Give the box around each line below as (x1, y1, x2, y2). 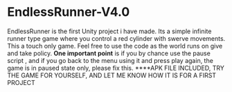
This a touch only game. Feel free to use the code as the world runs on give (7, 42, 223, 50)
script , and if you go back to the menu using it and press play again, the (7, 56, 213, 64)
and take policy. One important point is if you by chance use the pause (7, 49, 211, 57)
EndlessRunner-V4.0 (7, 4, 130, 20)
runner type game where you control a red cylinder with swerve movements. (7, 34, 226, 42)
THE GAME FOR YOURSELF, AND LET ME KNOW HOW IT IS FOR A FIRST (7, 71, 217, 80)
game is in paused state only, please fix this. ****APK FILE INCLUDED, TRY (7, 64, 225, 72)
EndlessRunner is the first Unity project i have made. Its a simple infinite (7, 27, 212, 35)
